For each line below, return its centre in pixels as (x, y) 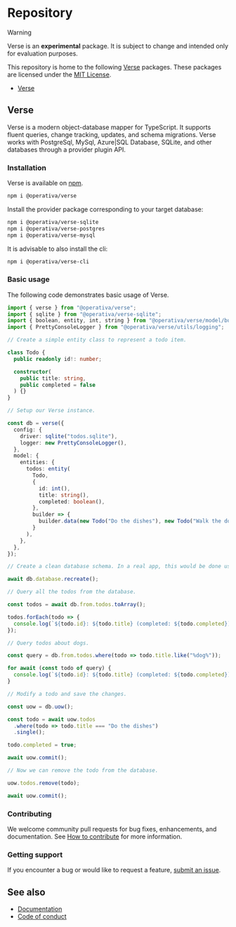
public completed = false (58, 385)
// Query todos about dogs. (48, 643)
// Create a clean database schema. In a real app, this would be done (114, 567)
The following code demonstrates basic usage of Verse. (88, 295)
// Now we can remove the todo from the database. (83, 770)
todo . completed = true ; (42, 745)
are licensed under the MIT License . (59, 74)
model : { (26, 456)
